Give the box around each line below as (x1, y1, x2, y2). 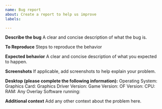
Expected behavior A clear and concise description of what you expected (5, 54, 157, 59)
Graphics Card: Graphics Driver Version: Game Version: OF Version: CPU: (5, 83, 156, 89)
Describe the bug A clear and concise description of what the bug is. (5, 34, 147, 40)
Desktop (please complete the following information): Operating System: (5, 78, 158, 84)
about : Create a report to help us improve (5, 12, 97, 17)
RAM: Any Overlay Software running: (5, 89, 81, 95)
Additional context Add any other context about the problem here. (5, 98, 142, 104)
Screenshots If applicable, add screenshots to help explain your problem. (5, 68, 156, 74)
